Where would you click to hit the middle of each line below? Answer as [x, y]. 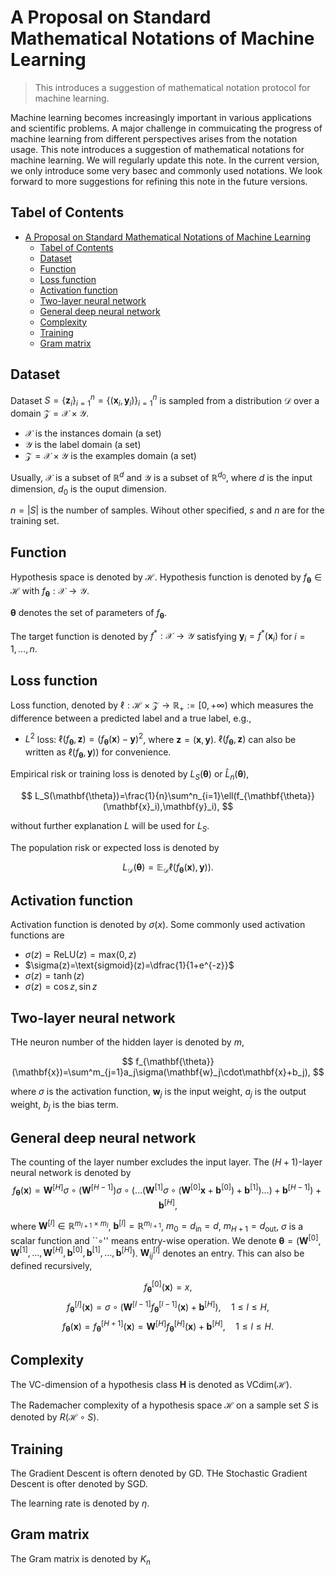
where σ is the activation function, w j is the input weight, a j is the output [158, 1093]
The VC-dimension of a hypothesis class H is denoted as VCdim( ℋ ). [151, 1385]
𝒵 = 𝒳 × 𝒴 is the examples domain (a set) [110, 456]
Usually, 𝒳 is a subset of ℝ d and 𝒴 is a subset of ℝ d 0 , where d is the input [161, 476]
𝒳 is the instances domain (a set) [93, 433]
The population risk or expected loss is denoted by [115, 847]
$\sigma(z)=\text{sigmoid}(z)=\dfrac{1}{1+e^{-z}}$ [129, 965]
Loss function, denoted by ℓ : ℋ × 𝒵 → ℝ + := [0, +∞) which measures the [162, 706]
